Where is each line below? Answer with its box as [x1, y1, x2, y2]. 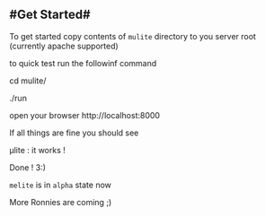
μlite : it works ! [9, 144, 66, 155]
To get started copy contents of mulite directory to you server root [9, 30, 256, 41]
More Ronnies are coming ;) [9, 196, 112, 207]
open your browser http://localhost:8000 [9, 109, 160, 120]
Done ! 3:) [9, 161, 47, 173]
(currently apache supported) [9, 40, 119, 51]
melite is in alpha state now [9, 179, 112, 190]
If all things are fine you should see [9, 127, 139, 138]
